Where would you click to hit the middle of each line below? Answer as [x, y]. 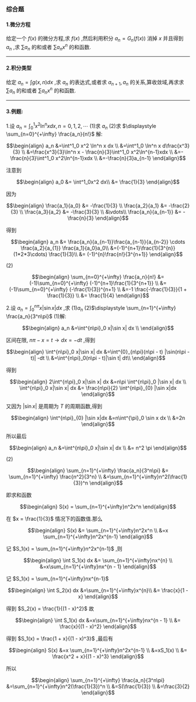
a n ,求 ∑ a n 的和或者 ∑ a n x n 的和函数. [49, 47]
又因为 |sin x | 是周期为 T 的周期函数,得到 [54, 406]
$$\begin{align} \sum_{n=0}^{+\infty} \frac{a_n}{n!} [94, 277]
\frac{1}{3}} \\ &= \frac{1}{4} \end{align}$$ [98, 296]
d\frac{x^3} [176, 146]
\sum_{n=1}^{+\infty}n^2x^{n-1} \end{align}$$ [98, 537]
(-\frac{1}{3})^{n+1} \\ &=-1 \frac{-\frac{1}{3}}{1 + [128, 289]
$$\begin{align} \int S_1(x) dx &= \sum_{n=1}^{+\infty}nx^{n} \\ [98, 560]
